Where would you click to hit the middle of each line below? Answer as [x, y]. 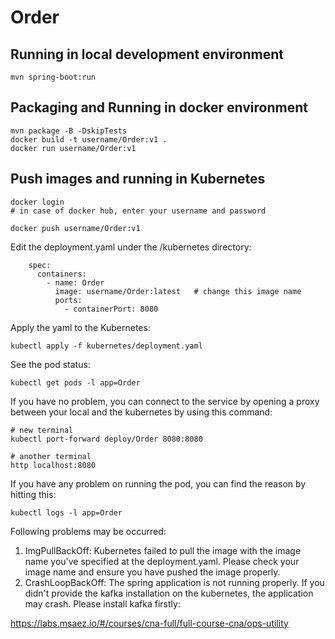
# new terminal [42, 430]
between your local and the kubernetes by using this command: [141, 412]
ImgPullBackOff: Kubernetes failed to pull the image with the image [163, 550]
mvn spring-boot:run [53, 77]
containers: [61, 274]
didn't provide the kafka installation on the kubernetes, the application [169, 593]
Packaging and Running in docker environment [159, 107]
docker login [37, 202]
